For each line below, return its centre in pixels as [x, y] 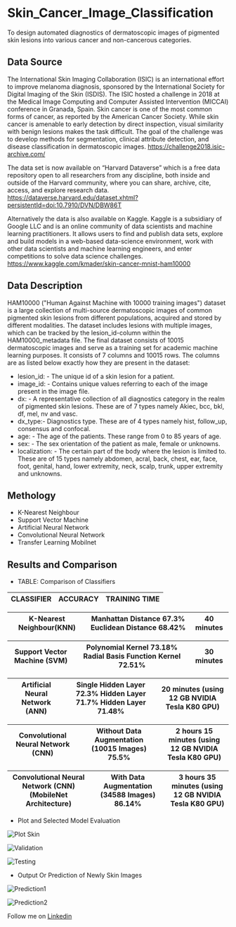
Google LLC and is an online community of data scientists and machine [110, 226]
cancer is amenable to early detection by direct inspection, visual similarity [115, 124]
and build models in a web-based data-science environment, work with [110, 241]
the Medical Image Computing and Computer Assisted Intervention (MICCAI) [118, 101]
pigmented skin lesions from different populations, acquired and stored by [114, 318]
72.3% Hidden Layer [111, 694]
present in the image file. [53, 391]
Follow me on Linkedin [40, 916]
